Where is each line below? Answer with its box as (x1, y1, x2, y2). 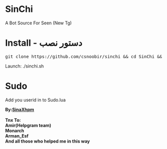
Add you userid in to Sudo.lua (5, 97, 66, 103)
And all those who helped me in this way (5, 138, 90, 144)
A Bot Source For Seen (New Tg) (5, 20, 72, 26)
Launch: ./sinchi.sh (5, 63, 44, 69)
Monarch (5, 128, 24, 134)
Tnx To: (5, 117, 21, 123)
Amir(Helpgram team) (5, 122, 51, 128)
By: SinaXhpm (5, 106, 34, 112)
